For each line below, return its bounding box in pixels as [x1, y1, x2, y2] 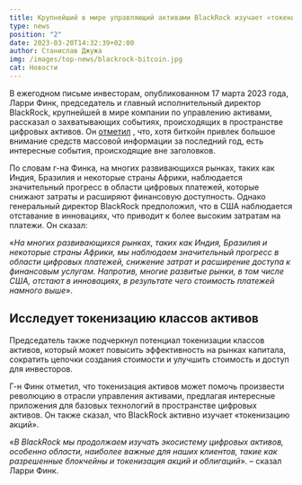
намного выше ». [9, 285, 74, 295]
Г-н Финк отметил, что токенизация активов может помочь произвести [9, 381, 285, 392]
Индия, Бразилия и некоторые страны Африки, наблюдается [9, 172, 243, 182]
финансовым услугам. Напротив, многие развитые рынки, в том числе [9, 266, 285, 277]
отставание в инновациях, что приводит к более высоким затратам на [9, 210, 281, 221]
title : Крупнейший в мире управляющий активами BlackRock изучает [9, 13, 263, 22]
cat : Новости [9, 64, 58, 73]
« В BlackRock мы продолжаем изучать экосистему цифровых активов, [9, 436, 285, 447]
